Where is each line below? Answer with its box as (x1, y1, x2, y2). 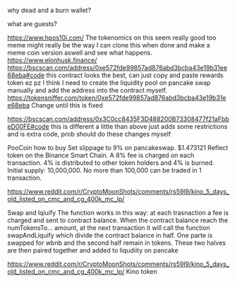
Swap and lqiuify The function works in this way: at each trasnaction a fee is (7, 209, 229, 216)
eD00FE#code (7, 122, 49, 130)
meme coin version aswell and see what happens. (7, 49, 153, 57)
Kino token (126, 267, 157, 275)
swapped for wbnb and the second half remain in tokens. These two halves (7, 238, 226, 247)
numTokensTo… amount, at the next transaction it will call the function (7, 224, 210, 232)
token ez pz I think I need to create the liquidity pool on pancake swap (7, 79, 211, 87)
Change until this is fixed (31, 101, 104, 109)
